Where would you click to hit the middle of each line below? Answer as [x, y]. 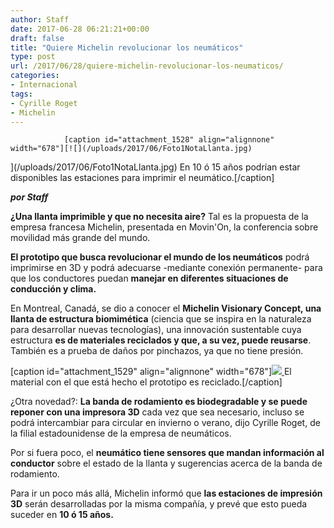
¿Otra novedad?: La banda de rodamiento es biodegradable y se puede [159, 402]
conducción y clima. [53, 289]
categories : [35, 76]
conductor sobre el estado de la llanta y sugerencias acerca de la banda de [166, 463]
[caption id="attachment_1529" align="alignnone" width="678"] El [151, 372]
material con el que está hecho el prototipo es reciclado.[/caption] [146, 382]
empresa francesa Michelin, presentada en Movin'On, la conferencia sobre [164, 227]
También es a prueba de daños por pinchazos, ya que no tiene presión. [157, 351]
